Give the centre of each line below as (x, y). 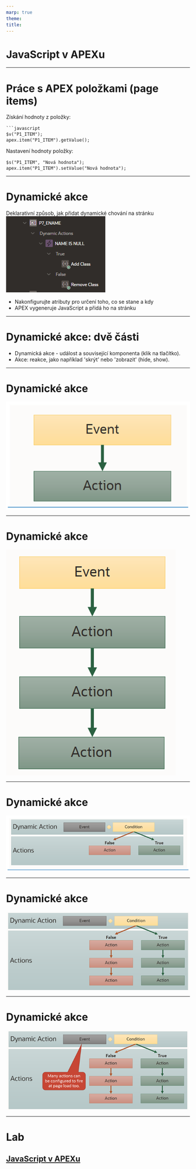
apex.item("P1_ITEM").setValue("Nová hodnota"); (66, 169)
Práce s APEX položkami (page (82, 88)
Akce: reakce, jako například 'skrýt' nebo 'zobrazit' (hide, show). (92, 359)
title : (14, 25)
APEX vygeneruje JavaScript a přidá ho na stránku (75, 308)
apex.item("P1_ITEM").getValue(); (48, 140)
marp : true (19, 12)
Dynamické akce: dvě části (73, 337)
